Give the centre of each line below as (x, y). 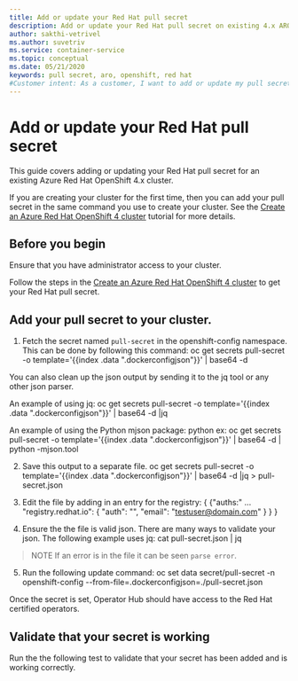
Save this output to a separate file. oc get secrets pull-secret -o (138, 466)
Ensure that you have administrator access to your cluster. (115, 265)
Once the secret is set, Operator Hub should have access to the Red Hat (141, 599)
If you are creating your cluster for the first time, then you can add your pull (147, 197)
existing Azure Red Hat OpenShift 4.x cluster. (91, 180)
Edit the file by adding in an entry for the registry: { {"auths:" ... (137, 503)
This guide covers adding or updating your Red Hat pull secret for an (134, 170)
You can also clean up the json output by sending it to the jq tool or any (139, 377)
